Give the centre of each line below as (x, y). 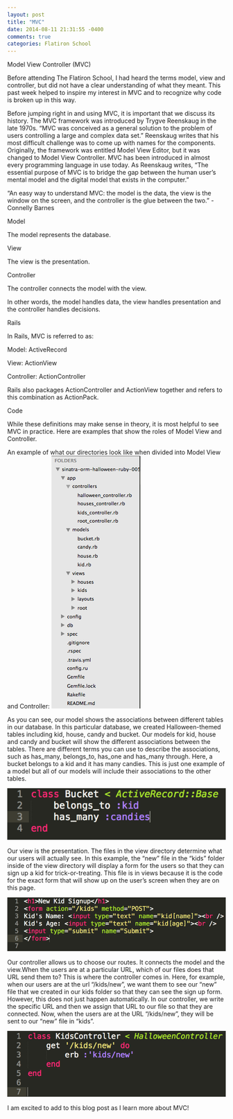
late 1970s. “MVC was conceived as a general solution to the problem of (110, 128)
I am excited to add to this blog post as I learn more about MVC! (98, 1108)
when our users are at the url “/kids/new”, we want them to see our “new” (112, 984)
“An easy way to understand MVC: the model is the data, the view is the (109, 193)
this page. (21, 888)
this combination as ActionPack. (53, 397)
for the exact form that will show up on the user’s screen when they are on (113, 881)
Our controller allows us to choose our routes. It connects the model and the (116, 962)
